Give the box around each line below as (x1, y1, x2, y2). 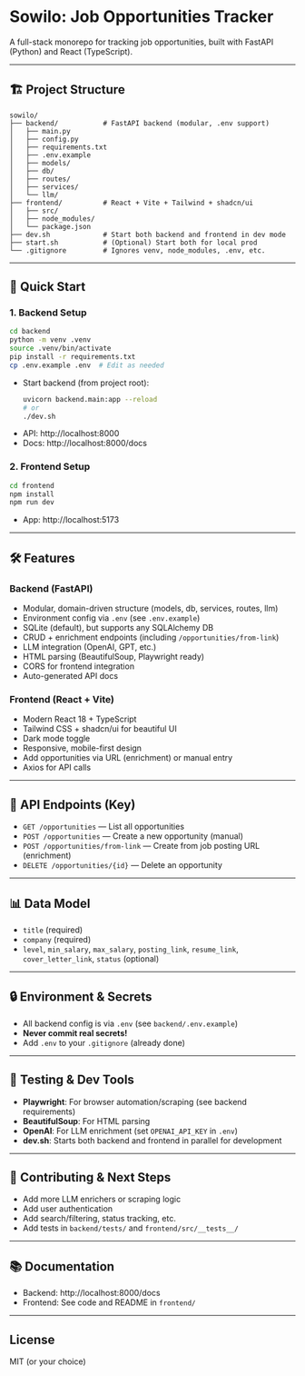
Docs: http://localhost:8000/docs (22, 438, 148, 449)
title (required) (22, 924, 84, 935)
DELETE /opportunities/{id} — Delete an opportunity (22, 860, 222, 871)
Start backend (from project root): (22, 377, 150, 388)
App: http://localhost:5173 (22, 514, 120, 525)
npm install (9, 489, 54, 499)
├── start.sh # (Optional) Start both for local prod (9, 238, 258, 247)
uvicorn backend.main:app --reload (22, 394, 158, 404)
